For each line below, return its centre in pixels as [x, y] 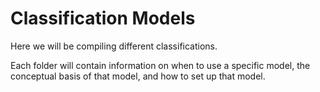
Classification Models [103, 18]
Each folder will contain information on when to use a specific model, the [160, 65]
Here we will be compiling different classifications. [114, 46]
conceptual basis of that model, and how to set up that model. [138, 76]
